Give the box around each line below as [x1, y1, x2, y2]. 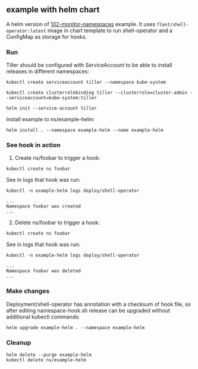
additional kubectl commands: [6, 313, 80, 320]
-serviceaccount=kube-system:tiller [6, 95, 97, 101]
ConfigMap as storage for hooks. [6, 33, 87, 40]
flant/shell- [156, 21, 189, 27]
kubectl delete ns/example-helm [6, 357, 86, 363]
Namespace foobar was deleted [6, 268, 81, 274]
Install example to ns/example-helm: [6, 116, 95, 123]
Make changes [6, 287, 50, 295]
